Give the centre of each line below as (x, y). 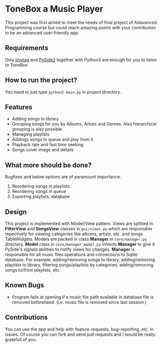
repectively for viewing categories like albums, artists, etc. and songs (74, 234)
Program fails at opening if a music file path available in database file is (83, 297)
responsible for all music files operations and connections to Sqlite (71, 254)
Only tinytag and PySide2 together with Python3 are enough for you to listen (81, 60)
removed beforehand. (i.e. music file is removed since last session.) (79, 302)
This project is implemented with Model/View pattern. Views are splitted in (79, 224)
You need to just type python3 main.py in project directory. (63, 92)
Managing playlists (31, 134)
